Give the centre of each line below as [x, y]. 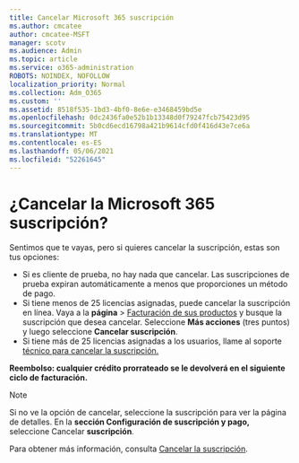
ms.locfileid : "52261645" [57, 159]
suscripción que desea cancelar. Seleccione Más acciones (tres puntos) [156, 322]
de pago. [39, 293]
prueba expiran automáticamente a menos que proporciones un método [155, 284]
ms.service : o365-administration [72, 68]
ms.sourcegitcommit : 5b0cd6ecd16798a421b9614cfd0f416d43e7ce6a [130, 127]
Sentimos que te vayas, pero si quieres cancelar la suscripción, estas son [145, 248]
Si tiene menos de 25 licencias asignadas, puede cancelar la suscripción [156, 303]
